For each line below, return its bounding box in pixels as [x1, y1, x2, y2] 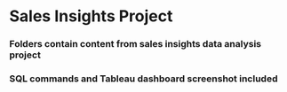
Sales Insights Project [9, 6, 173, 27]
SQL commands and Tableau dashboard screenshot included [9, 73, 278, 85]
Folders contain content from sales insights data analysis [9, 38, 262, 50]
